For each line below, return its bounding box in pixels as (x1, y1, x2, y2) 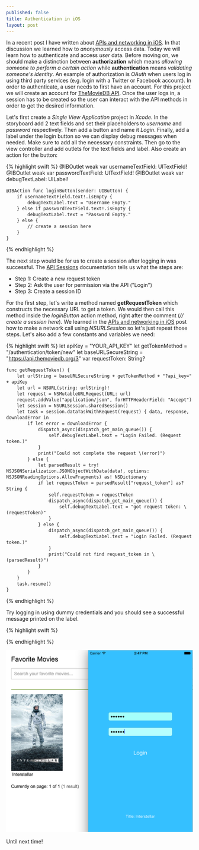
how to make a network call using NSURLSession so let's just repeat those (6, 324, 188, 332)
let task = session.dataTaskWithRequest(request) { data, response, (17, 409, 190, 415)
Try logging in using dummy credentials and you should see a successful (6, 609, 184, 616)
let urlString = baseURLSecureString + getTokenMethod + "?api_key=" (17, 373, 192, 380)
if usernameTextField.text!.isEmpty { (17, 194, 113, 200)
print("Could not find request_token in (48, 551, 150, 558)
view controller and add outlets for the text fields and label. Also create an (6, 146, 187, 153)
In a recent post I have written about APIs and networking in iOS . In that (6, 39, 181, 46)
